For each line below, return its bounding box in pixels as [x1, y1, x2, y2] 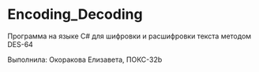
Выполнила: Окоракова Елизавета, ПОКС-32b [7, 55, 163, 64]
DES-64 [7, 39, 33, 49]
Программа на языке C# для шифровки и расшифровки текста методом [7, 31, 252, 41]
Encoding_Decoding [7, 5, 143, 23]
